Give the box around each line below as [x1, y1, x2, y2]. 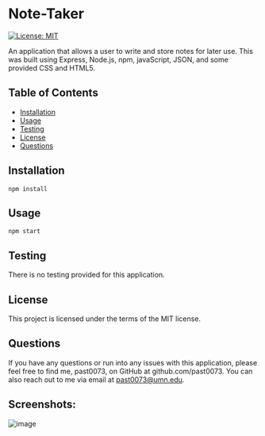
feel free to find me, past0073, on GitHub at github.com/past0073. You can [8, 366, 253, 376]
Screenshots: [8, 398, 77, 411]
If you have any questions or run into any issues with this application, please [8, 358, 258, 367]
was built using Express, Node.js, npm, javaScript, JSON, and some [8, 55, 229, 64]
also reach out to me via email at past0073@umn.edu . [8, 374, 185, 384]
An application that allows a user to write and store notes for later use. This [8, 46, 254, 55]
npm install [8, 185, 48, 193]
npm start [8, 228, 41, 235]
